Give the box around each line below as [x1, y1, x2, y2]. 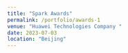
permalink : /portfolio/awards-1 [7, 17, 100, 23]
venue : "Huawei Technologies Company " [7, 23, 122, 30]
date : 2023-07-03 [7, 29, 57, 36]
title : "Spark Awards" [7, 10, 73, 17]
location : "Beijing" [7, 36, 67, 43]
